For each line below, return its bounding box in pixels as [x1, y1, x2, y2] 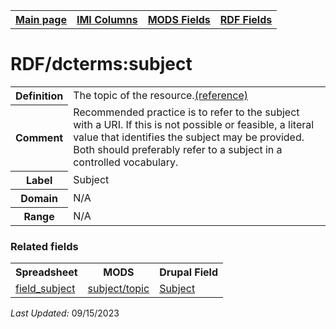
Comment [15, 131, 64, 145]
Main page [15, 13, 67, 26]
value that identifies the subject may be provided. [73, 130, 305, 144]
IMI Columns [76, 13, 138, 26]
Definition [15, 89, 64, 103]
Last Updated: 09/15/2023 [10, 307, 120, 319]
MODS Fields [147, 13, 211, 26]
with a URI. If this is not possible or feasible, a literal [73, 118, 315, 132]
